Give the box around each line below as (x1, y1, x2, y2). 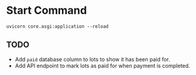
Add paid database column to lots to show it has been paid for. (14, 55, 170, 63)
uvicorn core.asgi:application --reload (6, 23, 109, 29)
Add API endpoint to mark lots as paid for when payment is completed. (14, 62, 191, 69)
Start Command (6, 4, 87, 17)
